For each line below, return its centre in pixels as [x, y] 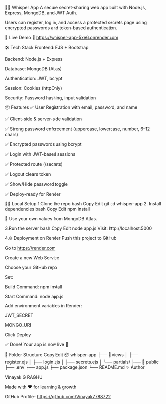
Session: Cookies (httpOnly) [34, 88]
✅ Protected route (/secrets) [34, 164]
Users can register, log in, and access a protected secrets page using [76, 23]
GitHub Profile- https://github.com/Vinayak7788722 [58, 396]
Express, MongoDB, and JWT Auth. [41, 13]
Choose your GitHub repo [31, 267]
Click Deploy [18, 335]
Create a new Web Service [32, 258]
